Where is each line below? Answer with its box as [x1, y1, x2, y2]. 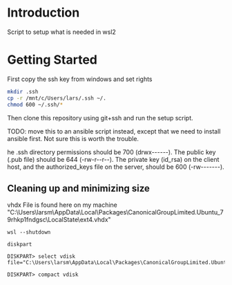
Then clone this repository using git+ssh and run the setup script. [7, 113, 193, 122]
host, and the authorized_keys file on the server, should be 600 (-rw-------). [7, 163, 224, 171]
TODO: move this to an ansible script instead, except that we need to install [7, 127, 221, 136]
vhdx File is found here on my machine [7, 201, 117, 209]
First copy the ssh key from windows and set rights [7, 75, 153, 83]
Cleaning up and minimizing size [7, 182, 151, 194]
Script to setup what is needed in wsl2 [7, 28, 116, 36]
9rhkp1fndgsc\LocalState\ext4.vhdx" [7, 216, 112, 224]
